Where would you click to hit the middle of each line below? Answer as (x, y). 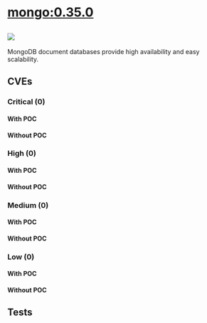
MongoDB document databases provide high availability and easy (103, 52)
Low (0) (21, 257)
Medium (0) (28, 205)
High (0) (22, 154)
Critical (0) (26, 102)
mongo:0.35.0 (51, 12)
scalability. (23, 59)
